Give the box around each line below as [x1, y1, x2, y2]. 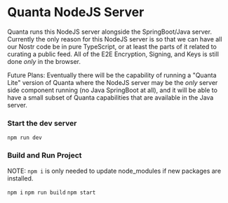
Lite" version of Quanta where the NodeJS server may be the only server [7, 78, 218, 86]
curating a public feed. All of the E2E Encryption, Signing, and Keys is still [7, 50, 220, 58]
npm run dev [7, 134, 42, 141]
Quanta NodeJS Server [7, 4, 145, 20]
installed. [7, 173, 34, 183]
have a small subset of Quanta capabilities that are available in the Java [7, 93, 214, 102]
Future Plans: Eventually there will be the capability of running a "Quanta [7, 71, 217, 79]
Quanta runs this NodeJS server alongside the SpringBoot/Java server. [7, 27, 213, 36]
